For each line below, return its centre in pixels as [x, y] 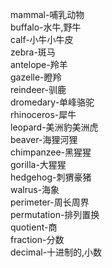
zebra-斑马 [33, 52]
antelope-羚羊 [39, 64]
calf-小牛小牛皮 [42, 39]
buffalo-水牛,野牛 [46, 27]
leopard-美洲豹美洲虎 [54, 127]
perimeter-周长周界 [50, 202]
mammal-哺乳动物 [47, 14]
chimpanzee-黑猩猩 [51, 152]
